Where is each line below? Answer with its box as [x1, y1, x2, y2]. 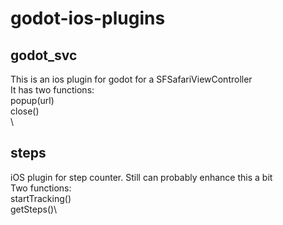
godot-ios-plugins [10, 7, 166, 30]
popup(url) [10, 95, 55, 106]
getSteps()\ [10, 203, 58, 215]
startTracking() [10, 192, 72, 204]
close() [10, 105, 40, 117]
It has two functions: [10, 84, 95, 96]
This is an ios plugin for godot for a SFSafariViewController [10, 73, 253, 85]
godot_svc [10, 47, 78, 64]
